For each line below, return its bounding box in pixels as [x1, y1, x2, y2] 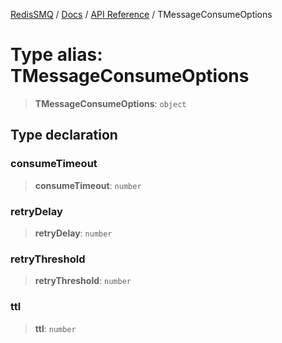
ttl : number [34, 322, 77, 334]
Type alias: [10, 44, 103, 66]
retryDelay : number [34, 227, 113, 239]
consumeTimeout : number [34, 179, 142, 191]
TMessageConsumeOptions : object [34, 97, 187, 109]
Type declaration [10, 127, 118, 144]
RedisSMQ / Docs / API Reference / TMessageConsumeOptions [10, 9, 273, 20]
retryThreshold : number [34, 275, 132, 287]
